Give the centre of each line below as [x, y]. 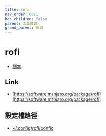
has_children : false [26, 19]
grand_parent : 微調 [24, 28]
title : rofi [17, 10]
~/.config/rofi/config [33, 128]
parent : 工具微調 [21, 23]
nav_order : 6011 [22, 14]
